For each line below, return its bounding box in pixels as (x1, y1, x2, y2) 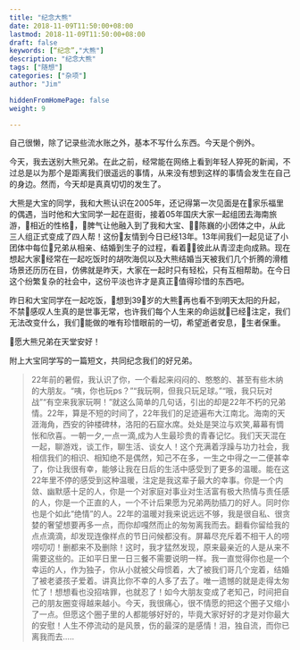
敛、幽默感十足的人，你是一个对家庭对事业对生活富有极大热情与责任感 (30, 486, 290, 497)
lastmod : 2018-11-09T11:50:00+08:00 (9, 30, 146, 38)
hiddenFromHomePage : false (9, 96, 110, 105)
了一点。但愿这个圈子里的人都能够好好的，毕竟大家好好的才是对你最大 (30, 609, 290, 620)
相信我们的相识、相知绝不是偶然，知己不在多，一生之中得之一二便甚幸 (30, 452, 290, 463)
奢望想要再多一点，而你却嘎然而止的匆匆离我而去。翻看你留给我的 (46, 519, 290, 530)
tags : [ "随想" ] (9, 63, 63, 72)
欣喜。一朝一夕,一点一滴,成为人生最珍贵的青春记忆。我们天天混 (46, 430, 279, 441)
